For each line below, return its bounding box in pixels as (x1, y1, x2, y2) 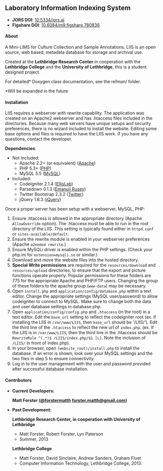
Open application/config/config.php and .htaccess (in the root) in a (12, 309, 150, 315)
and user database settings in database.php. (12, 304, 102, 310)
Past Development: (12, 407, 52, 413)
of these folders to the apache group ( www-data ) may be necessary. (12, 283, 147, 289)
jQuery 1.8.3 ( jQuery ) (19, 196, 61, 202)
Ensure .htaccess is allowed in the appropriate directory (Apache (12, 215, 143, 221)
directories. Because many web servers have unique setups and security (5, 121, 151, 127)
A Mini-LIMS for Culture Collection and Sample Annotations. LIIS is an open (5, 44, 156, 50)
